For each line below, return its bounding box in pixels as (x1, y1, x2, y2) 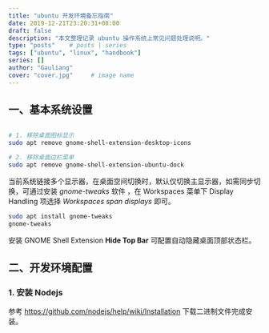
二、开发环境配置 (8, 261, 93, 275)
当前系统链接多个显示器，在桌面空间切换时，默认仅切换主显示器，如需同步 (8, 176, 254, 186)
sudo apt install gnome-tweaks (8, 212, 113, 220)
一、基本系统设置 (8, 103, 93, 117)
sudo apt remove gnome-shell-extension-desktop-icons (8, 139, 192, 147)
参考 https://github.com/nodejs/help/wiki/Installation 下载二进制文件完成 (8, 307, 246, 316)
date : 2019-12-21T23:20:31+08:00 (8, 19, 120, 27)
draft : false (8, 26, 52, 34)
